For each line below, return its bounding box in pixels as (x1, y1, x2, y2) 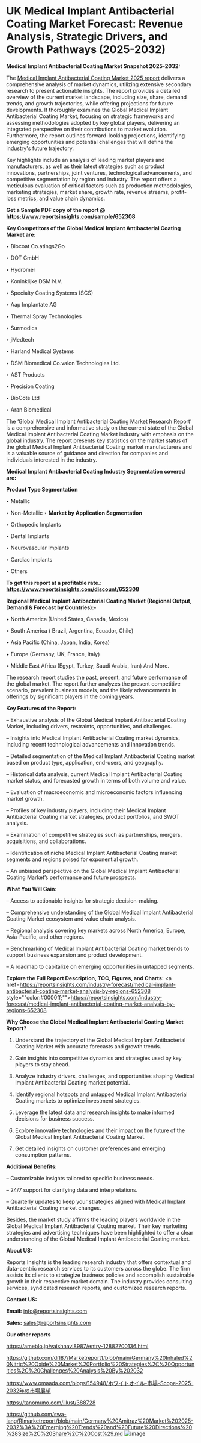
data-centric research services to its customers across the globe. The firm (6, 1265, 191, 1272)
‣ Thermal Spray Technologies (6, 312, 82, 320)
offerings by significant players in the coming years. (6, 693, 135, 700)
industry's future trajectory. (6, 145, 74, 152)
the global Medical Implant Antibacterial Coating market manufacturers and (6, 443, 192, 450)
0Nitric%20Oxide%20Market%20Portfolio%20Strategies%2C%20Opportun (6, 1360, 195, 1368)
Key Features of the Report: (6, 704, 77, 712)
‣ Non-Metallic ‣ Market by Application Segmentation (6, 509, 143, 516)
